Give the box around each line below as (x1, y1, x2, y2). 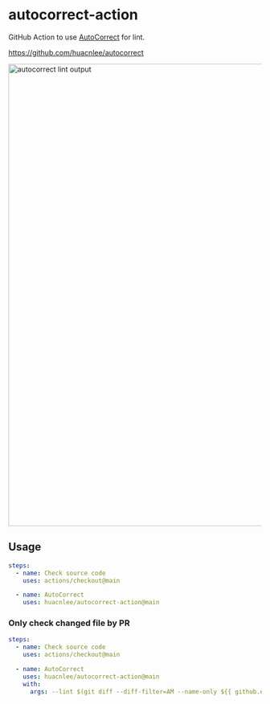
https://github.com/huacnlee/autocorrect (8, 47, 145, 57)
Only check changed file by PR (8, 617, 130, 628)
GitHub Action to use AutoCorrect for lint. (8, 32, 145, 42)
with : (22, 680, 42, 688)
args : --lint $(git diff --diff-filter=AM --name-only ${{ (29, 687, 231, 696)
